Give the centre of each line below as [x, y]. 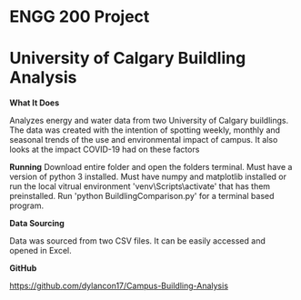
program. [27, 205]
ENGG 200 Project [80, 17]
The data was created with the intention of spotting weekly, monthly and [145, 130]
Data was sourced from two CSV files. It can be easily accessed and [137, 241]
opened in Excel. [40, 251]
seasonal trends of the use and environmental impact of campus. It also [144, 140]
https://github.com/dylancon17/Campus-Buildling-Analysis [119, 286]
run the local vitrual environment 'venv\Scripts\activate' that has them [140, 186]
